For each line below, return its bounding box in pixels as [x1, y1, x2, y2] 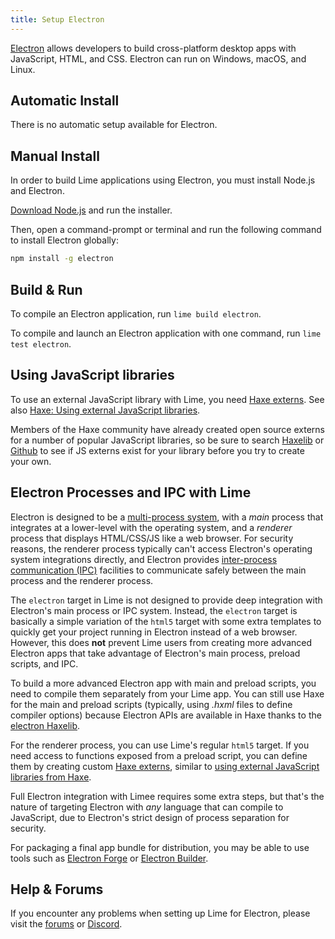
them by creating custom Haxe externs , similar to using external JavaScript [10, 760, 320, 772]
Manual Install [10, 147, 100, 165]
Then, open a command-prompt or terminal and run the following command [10, 224, 322, 236]
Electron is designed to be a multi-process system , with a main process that [10, 511, 324, 523]
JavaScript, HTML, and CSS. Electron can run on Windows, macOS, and [10, 52, 307, 65]
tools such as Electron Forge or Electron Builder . [10, 852, 209, 864]
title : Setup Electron [10, 14, 105, 25]
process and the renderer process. [10, 574, 154, 586]
